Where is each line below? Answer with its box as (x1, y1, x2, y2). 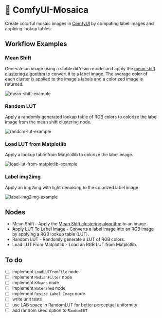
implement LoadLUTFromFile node (12, 269, 79, 275)
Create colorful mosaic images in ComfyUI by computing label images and (5, 20, 154, 26)
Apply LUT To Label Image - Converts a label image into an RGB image (12, 226, 154, 232)
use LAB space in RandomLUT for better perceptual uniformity (12, 302, 138, 308)
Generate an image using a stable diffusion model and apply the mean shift (5, 65, 156, 71)
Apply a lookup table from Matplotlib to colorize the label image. (5, 152, 134, 158)
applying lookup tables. (5, 25, 52, 31)
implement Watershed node (12, 285, 66, 291)
